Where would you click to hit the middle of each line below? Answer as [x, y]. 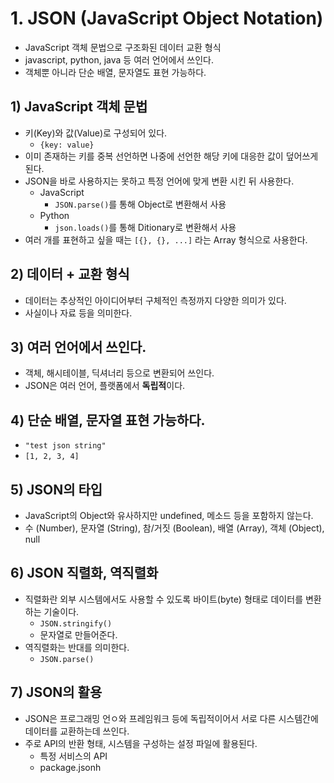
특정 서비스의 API [73, 756]
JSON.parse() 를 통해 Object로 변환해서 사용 [140, 204]
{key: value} [67, 145]
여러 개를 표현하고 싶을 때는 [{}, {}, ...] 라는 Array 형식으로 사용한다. [166, 239]
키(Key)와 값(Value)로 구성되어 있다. [96, 133]
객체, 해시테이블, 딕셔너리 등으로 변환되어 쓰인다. [119, 373]
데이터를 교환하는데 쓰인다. [77, 731]
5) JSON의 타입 [56, 489]
